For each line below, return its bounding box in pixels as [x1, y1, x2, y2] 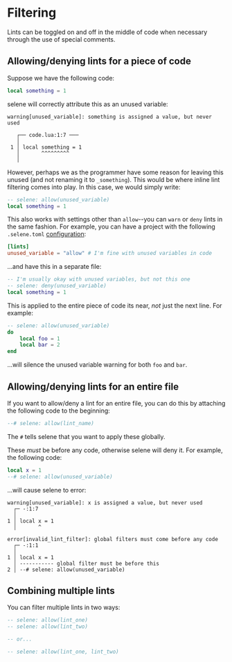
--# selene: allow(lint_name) [7, 420, 95, 427]
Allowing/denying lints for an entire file [7, 381, 179, 392]
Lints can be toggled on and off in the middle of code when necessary [7, 28, 208, 36]
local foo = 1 [19, 335, 60, 342]
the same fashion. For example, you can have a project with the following [7, 222, 216, 231]
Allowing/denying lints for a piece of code [7, 56, 192, 67]
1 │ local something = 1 [10, 144, 82, 151]
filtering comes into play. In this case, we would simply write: [7, 183, 181, 191]
